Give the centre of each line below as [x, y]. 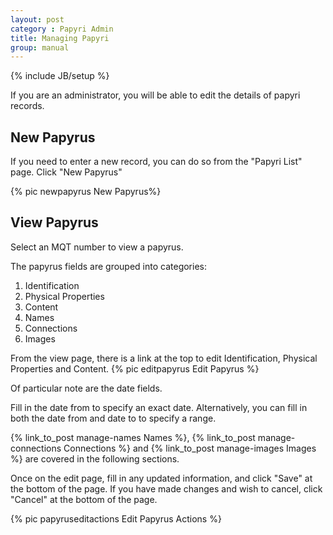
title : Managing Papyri [60, 38]
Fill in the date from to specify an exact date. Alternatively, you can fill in [159, 407]
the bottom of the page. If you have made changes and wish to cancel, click [166, 488]
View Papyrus [54, 222]
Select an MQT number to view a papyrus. [97, 247]
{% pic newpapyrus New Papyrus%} [86, 192]
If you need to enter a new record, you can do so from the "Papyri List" [156, 162]
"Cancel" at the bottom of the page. [84, 499]
